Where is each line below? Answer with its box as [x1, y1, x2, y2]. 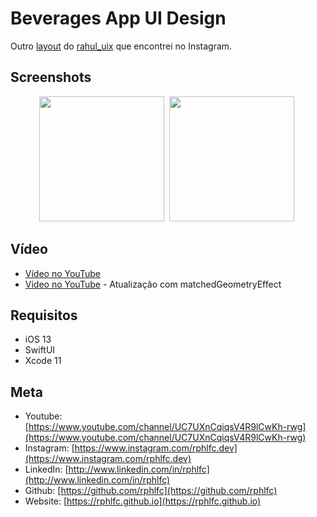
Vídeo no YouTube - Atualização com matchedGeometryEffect [24, 278, 282, 290]
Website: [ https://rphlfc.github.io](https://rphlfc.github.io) [24, 495, 262, 507]
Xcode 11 [24, 355, 62, 367]
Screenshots [10, 69, 92, 86]
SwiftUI [24, 344, 56, 356]
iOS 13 [24, 333, 52, 346]
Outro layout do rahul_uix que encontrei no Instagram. [10, 40, 233, 52]
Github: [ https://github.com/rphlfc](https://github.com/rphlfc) [24, 485, 278, 497]
